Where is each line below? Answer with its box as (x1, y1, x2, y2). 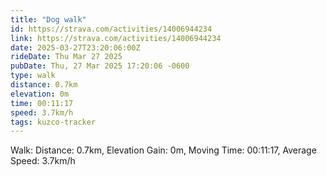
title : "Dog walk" (10, 14, 87, 25)
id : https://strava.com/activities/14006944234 (10, 24, 213, 34)
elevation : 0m (10, 89, 70, 99)
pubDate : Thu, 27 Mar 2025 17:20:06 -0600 (10, 61, 190, 71)
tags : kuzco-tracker (10, 117, 97, 127)
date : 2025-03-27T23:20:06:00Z (10, 42, 141, 53)
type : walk (10, 71, 56, 81)
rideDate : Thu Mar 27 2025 (10, 52, 123, 62)
